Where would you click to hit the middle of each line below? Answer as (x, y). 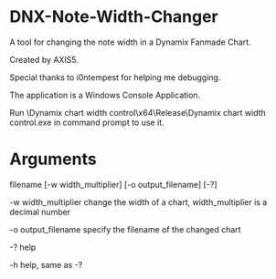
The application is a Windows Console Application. (105, 95)
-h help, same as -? (46, 264)
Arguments (53, 159)
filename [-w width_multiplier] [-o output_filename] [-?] (113, 184)
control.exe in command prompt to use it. (87, 122)
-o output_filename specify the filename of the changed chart (125, 229)
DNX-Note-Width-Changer (114, 17)
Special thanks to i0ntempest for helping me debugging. (115, 77)
